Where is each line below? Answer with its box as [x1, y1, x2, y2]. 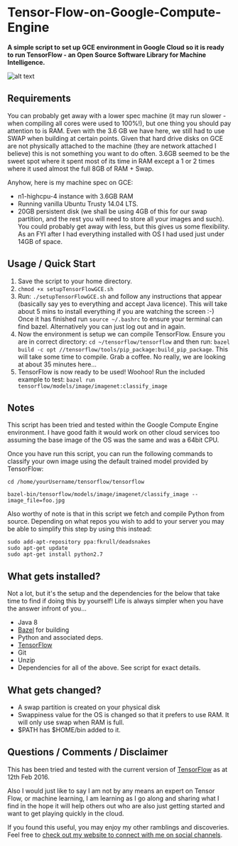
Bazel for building [17, 625, 70, 634]
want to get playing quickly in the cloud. [7, 809, 124, 818]
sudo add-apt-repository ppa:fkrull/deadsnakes [7, 539, 151, 546]
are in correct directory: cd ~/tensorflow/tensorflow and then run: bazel [17, 337, 230, 346]
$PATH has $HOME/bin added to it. [17, 726, 121, 734]
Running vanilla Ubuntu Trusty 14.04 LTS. [17, 199, 139, 208]
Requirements [7, 92, 71, 105]
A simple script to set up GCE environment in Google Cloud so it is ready [7, 43, 225, 51]
